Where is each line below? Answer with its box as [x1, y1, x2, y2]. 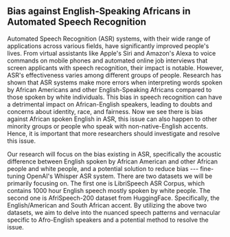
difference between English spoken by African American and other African [7, 157, 218, 166]
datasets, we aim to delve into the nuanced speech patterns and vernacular [7, 208, 221, 216]
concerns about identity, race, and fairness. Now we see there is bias [7, 107, 203, 115]
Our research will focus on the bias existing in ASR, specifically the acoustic [7, 150, 222, 158]
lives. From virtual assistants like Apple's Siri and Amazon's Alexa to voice [7, 49, 216, 57]
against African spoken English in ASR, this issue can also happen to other [7, 115, 218, 123]
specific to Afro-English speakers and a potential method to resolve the [7, 216, 209, 224]
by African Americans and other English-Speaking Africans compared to [7, 85, 212, 93]
